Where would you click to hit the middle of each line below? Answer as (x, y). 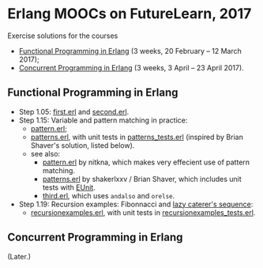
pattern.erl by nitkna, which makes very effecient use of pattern (146, 162)
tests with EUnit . (69, 187)
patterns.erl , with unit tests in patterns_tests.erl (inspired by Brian (137, 137)
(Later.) (19, 256)
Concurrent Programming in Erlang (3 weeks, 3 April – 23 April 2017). (131, 67)
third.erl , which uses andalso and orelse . (109, 195)
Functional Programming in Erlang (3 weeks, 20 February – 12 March (130, 51)
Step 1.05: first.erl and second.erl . (74, 111)
